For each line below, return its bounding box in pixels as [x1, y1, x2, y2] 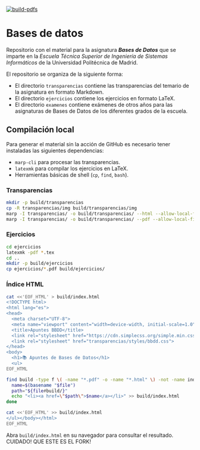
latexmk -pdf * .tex [6, 249, 55, 255]
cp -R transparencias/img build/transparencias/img [6, 205, 137, 211]
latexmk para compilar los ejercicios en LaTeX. [14, 165, 129, 172]
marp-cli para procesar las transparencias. [14, 158, 120, 165]
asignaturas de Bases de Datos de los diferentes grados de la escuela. [14, 107, 188, 115]
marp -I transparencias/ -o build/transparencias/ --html [6, 211, 153, 217]
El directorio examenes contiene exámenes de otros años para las [14, 101, 173, 108]
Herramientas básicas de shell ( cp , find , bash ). [14, 171, 129, 178]
